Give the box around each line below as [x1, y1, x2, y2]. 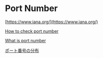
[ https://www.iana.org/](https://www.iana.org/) [5, 19, 98, 25]
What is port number [5, 37, 46, 43]
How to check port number [5, 28, 59, 34]
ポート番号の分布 [5, 47, 39, 53]
